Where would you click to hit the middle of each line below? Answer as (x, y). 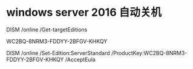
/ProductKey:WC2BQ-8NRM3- (149, 53)
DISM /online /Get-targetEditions (47, 29)
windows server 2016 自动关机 (84, 12)
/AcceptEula (80, 59)
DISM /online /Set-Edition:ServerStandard (58, 53)
